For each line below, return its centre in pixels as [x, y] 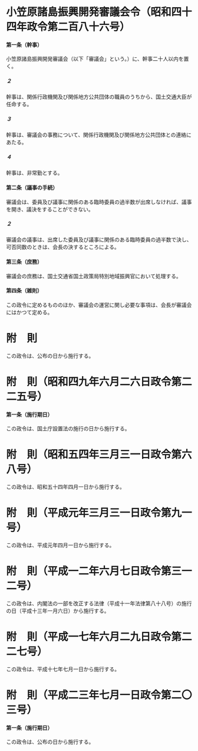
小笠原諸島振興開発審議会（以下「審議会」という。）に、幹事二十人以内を [95, 59]
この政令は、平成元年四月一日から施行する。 [60, 545]
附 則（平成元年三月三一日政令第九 [94, 513]
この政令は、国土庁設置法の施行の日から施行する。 [68, 429]
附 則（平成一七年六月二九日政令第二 [99, 637]
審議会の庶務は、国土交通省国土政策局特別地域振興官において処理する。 [94, 276]
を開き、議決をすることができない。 [50, 209]
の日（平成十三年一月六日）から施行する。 [58, 611]
